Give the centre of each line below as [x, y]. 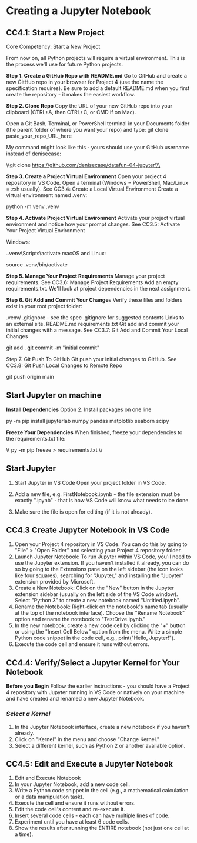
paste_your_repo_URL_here [39, 136]
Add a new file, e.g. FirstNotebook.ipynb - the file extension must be [97, 494]
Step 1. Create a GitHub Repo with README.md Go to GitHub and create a [96, 76]
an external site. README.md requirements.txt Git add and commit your [93, 324]
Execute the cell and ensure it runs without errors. [75, 803]
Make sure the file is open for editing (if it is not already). [83, 512]
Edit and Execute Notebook [48, 778]
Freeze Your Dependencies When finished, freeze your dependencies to [94, 432]
